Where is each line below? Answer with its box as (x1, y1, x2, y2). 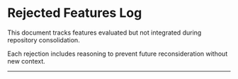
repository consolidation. (7, 35, 80, 44)
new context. (7, 56, 46, 65)
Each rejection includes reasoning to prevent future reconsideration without (7, 49, 228, 58)
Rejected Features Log (7, 5, 142, 21)
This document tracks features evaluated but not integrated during (7, 28, 202, 37)
